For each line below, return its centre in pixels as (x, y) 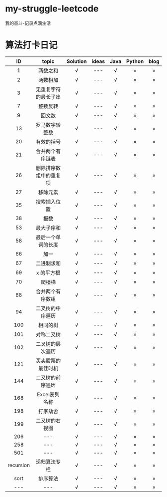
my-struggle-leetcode (52, 9)
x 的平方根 (48, 272)
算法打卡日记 (32, 45)
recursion (19, 465)
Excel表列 (48, 394)
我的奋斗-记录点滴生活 (28, 23)
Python (135, 61)
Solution (77, 61)
